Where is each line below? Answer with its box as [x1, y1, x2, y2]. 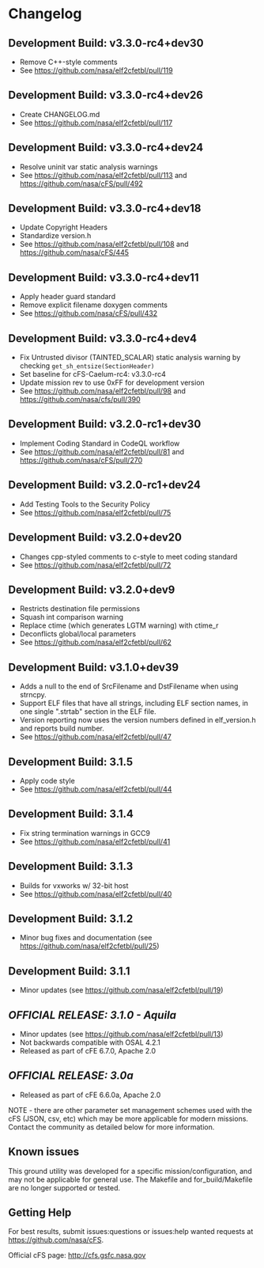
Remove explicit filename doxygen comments [19, 300, 168, 309]
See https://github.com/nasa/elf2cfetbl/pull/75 [19, 507, 172, 517]
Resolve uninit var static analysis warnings [19, 161, 158, 171]
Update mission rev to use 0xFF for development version [19, 378, 206, 388]
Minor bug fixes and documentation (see [19, 933, 153, 943]
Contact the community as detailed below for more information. [8, 1122, 215, 1132]
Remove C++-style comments [19, 57, 118, 66]
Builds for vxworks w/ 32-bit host [19, 880, 129, 890]
